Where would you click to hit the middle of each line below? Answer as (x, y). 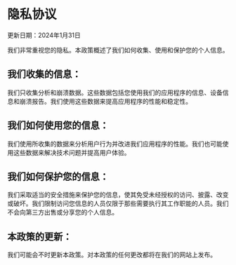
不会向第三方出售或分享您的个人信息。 (63, 212)
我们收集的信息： (44, 74)
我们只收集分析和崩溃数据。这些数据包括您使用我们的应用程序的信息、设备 (115, 93)
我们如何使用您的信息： (58, 126)
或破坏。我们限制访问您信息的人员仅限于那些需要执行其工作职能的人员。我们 (118, 203)
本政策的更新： (40, 237)
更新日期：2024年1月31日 (44, 35)
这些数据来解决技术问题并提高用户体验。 (72, 152)
